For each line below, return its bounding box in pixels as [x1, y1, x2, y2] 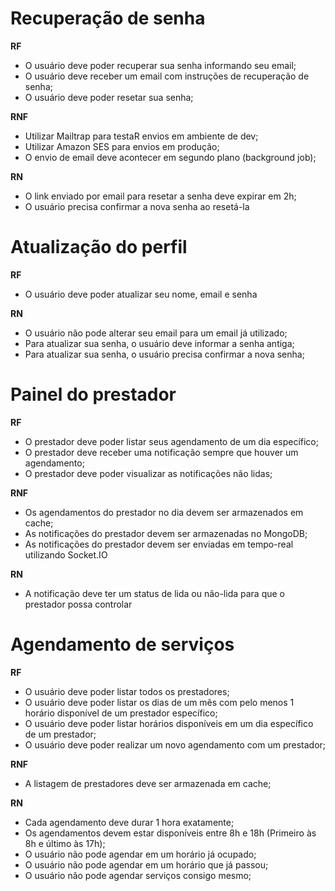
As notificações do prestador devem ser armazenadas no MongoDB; [24, 527, 308, 539]
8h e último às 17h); [24, 837, 106, 849]
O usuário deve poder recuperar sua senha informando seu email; [24, 59, 297, 71]
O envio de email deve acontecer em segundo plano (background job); [24, 151, 317, 163]
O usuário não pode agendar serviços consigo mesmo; [24, 869, 252, 881]
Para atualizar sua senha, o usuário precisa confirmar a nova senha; [24, 348, 305, 360]
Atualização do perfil [10, 236, 188, 259]
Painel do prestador [10, 383, 177, 406]
